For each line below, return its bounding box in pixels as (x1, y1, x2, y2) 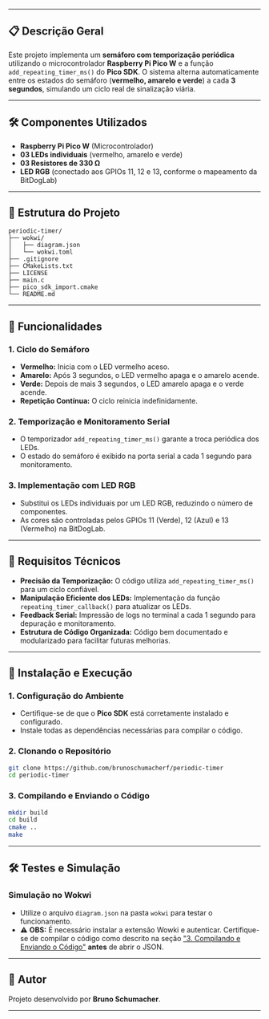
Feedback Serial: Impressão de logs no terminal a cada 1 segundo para (19, 610, 256, 619)
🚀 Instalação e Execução (8, 666, 133, 680)
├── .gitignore (8, 255, 59, 263)
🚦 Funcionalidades (8, 319, 102, 333)
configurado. (19, 717, 63, 727)
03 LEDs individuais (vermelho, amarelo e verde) (19, 149, 183, 159)
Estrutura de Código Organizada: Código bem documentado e (19, 627, 228, 636)
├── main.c (8, 276, 45, 285)
